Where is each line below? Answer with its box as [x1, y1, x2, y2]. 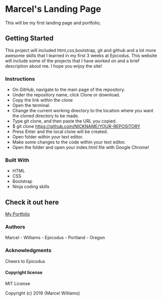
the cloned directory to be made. [12, 113, 80, 119]
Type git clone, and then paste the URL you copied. [12, 118, 117, 124]
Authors [5, 223, 26, 230]
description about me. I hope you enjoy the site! [5, 63, 102, 69]
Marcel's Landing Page [5, 3, 101, 15]
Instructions [5, 75, 36, 82]
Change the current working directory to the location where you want [12, 108, 154, 114]
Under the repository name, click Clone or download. [12, 92, 121, 98]
